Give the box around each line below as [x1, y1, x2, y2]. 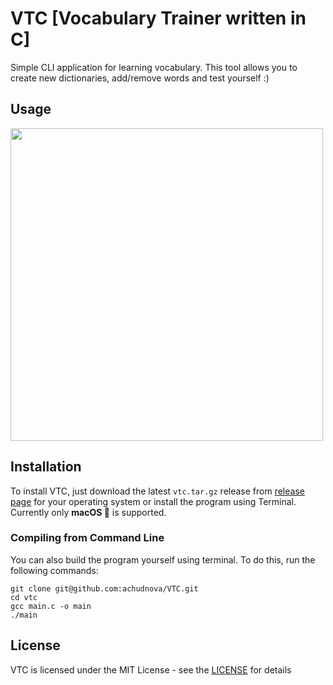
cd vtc [10, 592, 38, 602]
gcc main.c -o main [10, 601, 92, 611]
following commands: [10, 564, 99, 576]
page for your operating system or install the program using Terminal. [10, 495, 297, 507]
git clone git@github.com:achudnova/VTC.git [10, 583, 199, 594]
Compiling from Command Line [10, 531, 165, 545]
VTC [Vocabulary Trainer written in [10, 7, 307, 30]
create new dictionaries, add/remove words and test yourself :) [10, 72, 270, 84]
